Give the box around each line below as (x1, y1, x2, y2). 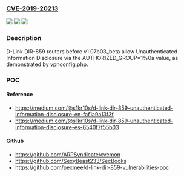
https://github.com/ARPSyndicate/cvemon (15, 150, 121, 158)
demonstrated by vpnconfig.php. (6, 61, 89, 68)
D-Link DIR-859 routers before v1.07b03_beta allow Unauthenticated (6, 47, 177, 55)
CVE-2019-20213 (6, 4, 59, 13)
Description (6, 34, 42, 42)
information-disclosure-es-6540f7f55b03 (15, 123, 119, 131)
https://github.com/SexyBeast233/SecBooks (15, 157, 127, 164)
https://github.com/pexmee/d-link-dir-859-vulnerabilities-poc (15, 164, 169, 171)
